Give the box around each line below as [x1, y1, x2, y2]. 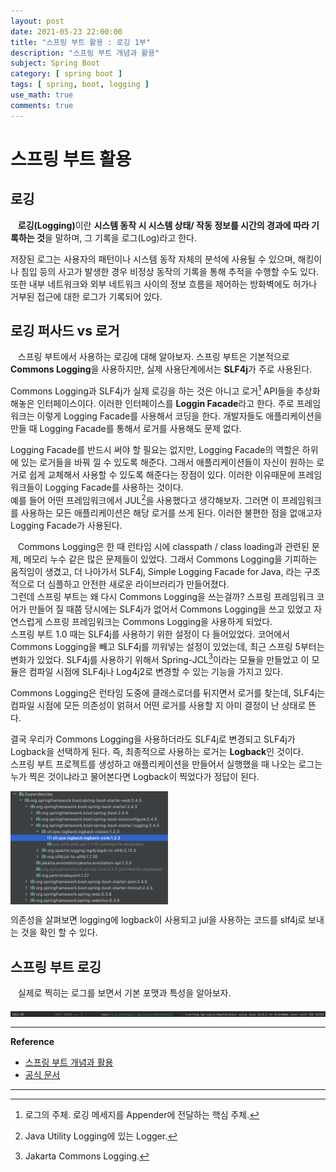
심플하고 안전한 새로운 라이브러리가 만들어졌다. [47, 578, 230, 590]
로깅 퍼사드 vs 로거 [10, 323, 120, 340]
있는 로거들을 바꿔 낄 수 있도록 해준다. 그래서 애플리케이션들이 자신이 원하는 [20, 456, 315, 469]
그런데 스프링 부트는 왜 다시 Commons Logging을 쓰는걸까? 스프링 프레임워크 [10, 590, 315, 602]
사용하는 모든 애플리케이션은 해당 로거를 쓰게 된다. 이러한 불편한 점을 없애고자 [20, 506, 323, 519]
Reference [10, 1036, 55, 1048]
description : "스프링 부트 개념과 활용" [10, 48, 160, 58]
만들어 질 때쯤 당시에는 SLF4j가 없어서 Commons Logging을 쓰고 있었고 [28, 603, 312, 615]
